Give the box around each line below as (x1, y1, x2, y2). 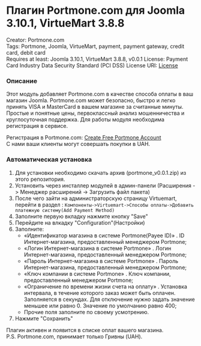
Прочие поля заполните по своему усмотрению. (23, 308, 149, 315)
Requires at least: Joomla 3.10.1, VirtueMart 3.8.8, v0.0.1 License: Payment (6, 55, 188, 62)
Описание (6, 76, 38, 85)
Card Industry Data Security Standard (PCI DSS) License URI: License (6, 61, 178, 69)
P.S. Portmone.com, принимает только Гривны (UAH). (6, 333, 143, 340)
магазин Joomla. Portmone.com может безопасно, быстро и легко (6, 97, 176, 104)
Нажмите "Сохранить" (14, 315, 73, 322)
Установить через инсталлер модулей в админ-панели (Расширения (14, 181, 192, 189)
